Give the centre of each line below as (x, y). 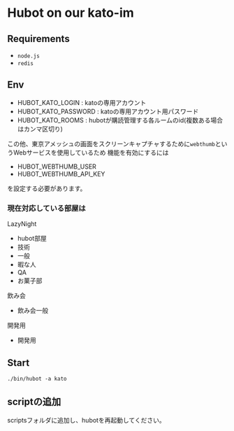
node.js (28, 56)
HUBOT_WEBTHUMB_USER (57, 167)
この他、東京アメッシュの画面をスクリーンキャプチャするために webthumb (111, 143)
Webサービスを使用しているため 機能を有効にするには (91, 153)
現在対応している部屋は (46, 208)
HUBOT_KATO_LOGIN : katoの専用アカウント (82, 102)
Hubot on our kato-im (71, 13)
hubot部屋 (32, 239)
